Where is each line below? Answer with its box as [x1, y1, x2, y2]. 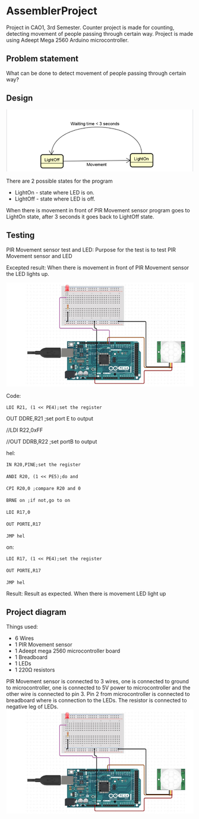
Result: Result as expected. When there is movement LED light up [6, 590, 166, 597]
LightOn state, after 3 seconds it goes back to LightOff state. [6, 213, 154, 220]
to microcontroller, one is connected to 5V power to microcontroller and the [6, 684, 191, 691]
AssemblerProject [6, 4, 97, 18]
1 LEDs [14, 660, 31, 667]
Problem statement [6, 54, 79, 64]
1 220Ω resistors [14, 666, 55, 673]
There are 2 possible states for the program [6, 177, 113, 184]
